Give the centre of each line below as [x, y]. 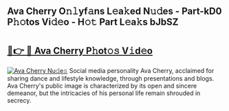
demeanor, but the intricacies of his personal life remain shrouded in [104, 93]
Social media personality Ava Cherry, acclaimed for [142, 71]
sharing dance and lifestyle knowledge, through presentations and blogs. [111, 78]
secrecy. [19, 100]
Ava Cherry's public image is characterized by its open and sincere [102, 86]
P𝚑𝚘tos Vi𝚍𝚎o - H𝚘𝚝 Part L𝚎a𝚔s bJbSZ [93, 22]
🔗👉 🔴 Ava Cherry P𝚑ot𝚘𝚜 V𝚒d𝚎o [80, 51]
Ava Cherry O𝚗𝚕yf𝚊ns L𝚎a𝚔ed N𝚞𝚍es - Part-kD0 [115, 11]
